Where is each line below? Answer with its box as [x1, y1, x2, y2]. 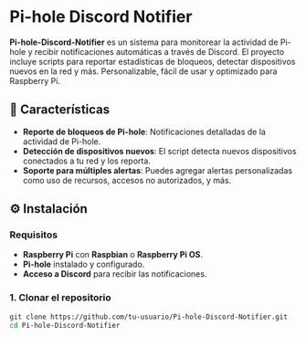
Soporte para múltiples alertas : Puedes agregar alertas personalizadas [22, 164, 293, 175]
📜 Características [9, 102, 111, 118]
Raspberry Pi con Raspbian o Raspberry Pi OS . [22, 249, 204, 260]
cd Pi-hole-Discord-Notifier [9, 321, 121, 330]
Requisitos [9, 228, 58, 241]
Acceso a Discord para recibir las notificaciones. [22, 269, 207, 279]
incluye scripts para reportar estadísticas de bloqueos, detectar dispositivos [9, 56, 296, 67]
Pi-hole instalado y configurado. [22, 258, 145, 270]
